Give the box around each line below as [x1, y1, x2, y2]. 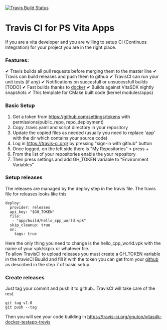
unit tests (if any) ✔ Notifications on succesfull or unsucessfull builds [5, 79, 148, 85]
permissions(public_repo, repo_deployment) [12, 119, 104, 125]
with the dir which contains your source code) [12, 135, 108, 141]
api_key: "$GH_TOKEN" [10, 209, 55, 214]
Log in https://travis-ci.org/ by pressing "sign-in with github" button [12, 140, 152, 146]
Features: [5, 57, 29, 64]
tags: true [14, 231, 37, 236]
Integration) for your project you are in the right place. [5, 44, 116, 50]
